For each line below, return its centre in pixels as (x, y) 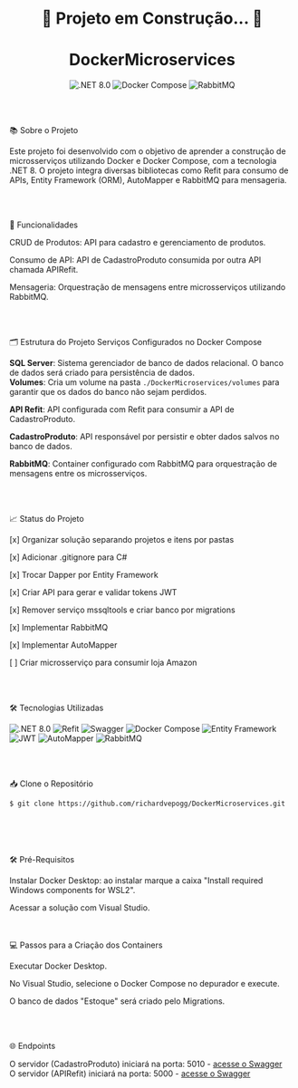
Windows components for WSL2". (72, 891)
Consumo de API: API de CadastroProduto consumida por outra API (135, 260)
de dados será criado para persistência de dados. (102, 373)
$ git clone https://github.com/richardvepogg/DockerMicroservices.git (147, 804)
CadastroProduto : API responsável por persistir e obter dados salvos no (144, 437)
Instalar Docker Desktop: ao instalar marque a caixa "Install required (136, 881)
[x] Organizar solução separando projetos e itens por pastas (122, 540)
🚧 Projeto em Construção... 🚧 (152, 19)
